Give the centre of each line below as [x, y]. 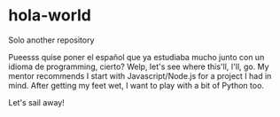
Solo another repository [51, 40]
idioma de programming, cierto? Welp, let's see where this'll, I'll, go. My [139, 66]
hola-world [50, 16]
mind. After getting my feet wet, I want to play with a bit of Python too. [136, 85]
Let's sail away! [37, 102]
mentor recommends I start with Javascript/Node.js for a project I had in [140, 75]
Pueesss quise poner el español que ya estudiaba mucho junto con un [136, 57]
